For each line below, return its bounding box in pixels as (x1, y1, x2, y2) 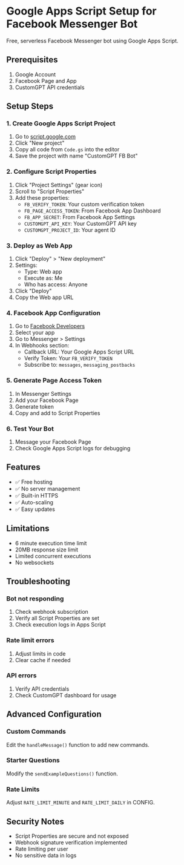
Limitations (6, 524, 50, 534)
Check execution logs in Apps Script (15, 621, 106, 628)
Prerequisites (6, 54, 58, 65)
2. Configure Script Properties (6, 168, 97, 176)
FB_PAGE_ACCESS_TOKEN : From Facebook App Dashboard (24, 207, 162, 214)
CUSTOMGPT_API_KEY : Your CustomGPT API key (24, 220, 137, 227)
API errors (6, 671, 37, 680)
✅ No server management (15, 485, 80, 492)
